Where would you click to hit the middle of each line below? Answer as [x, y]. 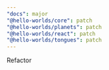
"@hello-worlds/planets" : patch [54, 27]
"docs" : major [28, 14]
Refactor [19, 60]
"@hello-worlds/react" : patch [51, 34]
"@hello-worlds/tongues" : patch [54, 40]
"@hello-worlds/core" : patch [50, 21]
